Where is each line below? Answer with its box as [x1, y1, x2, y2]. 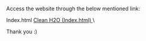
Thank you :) [6, 28, 38, 35]
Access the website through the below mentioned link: [6, 5, 141, 12]
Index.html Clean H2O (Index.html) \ [6, 17, 95, 23]
